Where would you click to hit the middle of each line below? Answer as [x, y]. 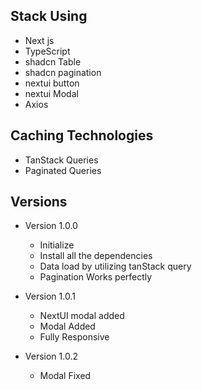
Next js [39, 40]
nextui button [52, 83]
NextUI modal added [82, 316]
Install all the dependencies [96, 256]
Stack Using [49, 16]
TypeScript [47, 51]
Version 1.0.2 [51, 356]
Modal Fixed [65, 376]
